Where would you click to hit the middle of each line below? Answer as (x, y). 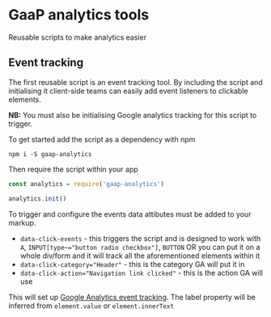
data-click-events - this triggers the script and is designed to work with (140, 238)
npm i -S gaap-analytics (50, 154)
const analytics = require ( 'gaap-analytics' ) (86, 184)
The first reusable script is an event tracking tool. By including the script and (135, 82)
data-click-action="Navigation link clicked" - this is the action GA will (141, 273)
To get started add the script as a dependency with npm (102, 139)
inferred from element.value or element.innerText (91, 306)
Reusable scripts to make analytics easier (78, 37)
